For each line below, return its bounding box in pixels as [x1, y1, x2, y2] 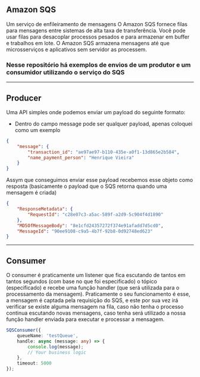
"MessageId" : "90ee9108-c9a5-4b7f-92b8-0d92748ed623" [17, 228, 153, 234]
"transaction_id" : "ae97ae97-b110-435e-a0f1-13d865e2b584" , [27, 149, 180, 155]
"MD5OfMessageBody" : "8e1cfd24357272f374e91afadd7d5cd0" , [17, 222, 164, 228]
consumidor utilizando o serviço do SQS [6, 68, 125, 76]
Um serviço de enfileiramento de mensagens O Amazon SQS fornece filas [6, 20, 188, 27]
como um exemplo [14, 126, 61, 133]
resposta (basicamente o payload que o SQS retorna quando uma [6, 183, 167, 190]
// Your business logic [27, 349, 86, 356]
